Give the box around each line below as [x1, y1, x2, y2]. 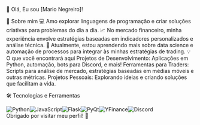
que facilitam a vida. [6, 80, 56, 87]
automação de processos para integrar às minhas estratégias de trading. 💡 [6, 48, 191, 55]
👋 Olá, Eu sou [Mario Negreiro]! [6, 6, 83, 13]
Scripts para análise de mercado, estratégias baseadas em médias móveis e [6, 68, 194, 74]
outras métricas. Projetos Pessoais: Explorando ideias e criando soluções [6, 74, 187, 81]
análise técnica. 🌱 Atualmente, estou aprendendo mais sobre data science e [6, 42, 193, 48]
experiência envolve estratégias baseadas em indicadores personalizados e [6, 35, 193, 42]
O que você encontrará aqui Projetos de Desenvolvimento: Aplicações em [6, 54, 189, 62]
